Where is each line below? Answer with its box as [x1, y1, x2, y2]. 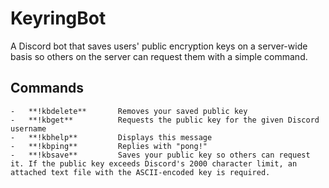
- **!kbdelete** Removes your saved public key [10, 106, 248, 116]
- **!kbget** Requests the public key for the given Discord [10, 115, 320, 125]
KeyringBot [10, 7, 107, 30]
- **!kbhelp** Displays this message [10, 132, 213, 142]
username [10, 123, 47, 134]
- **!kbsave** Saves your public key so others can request [10, 150, 311, 160]
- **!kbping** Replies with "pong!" [10, 141, 208, 151]
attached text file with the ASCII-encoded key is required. [10, 167, 271, 177]
